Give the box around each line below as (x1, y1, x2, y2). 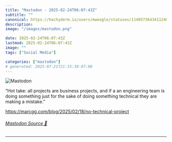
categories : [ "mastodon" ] (5, 59, 60, 64)
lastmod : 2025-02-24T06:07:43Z (5, 40, 72, 46)
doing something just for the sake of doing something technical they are (5, 93, 157, 100)
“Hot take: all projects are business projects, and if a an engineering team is (5, 88, 165, 94)
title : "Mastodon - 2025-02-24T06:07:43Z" (5, 7, 97, 13)
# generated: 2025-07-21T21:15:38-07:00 (5, 64, 93, 69)
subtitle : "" (5, 12, 33, 17)
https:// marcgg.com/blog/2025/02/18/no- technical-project (5, 108, 130, 115)
